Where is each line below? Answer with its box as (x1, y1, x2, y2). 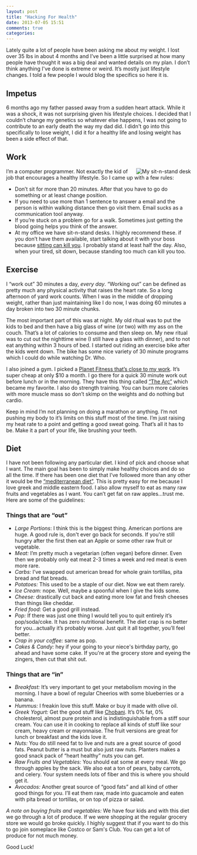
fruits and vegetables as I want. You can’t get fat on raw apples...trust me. (6, 491, 185, 498)
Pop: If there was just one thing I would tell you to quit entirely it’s (14, 611, 172, 619)
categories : (6, 31, 35, 36)
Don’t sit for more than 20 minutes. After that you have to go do (14, 185, 168, 192)
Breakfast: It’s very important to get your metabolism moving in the (14, 683, 176, 690)
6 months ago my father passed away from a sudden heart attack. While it (6, 104, 186, 111)
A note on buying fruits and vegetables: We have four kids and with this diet (6, 807, 189, 814)
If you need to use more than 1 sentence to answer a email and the (14, 198, 176, 205)
